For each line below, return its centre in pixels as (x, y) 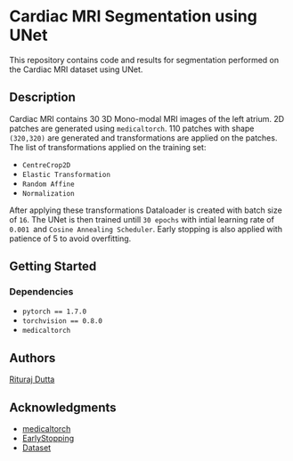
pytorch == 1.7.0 (54, 312)
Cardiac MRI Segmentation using (134, 16)
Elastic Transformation (66, 174)
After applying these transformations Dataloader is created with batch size (146, 210)
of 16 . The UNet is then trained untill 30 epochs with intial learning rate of (142, 219)
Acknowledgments (63, 407)
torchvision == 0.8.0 (62, 321)
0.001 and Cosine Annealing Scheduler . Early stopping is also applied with (146, 229)
